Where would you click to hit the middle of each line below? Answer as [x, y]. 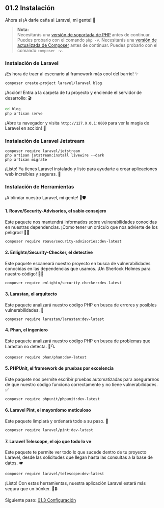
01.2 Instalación [30, 8]
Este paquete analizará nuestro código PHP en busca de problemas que [78, 341]
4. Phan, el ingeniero [27, 330]
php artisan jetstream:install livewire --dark [55, 155]
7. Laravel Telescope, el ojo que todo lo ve [48, 441]
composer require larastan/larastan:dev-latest [55, 319]
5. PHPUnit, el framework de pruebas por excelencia [59, 368]
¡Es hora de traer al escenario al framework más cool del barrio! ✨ [72, 74]
